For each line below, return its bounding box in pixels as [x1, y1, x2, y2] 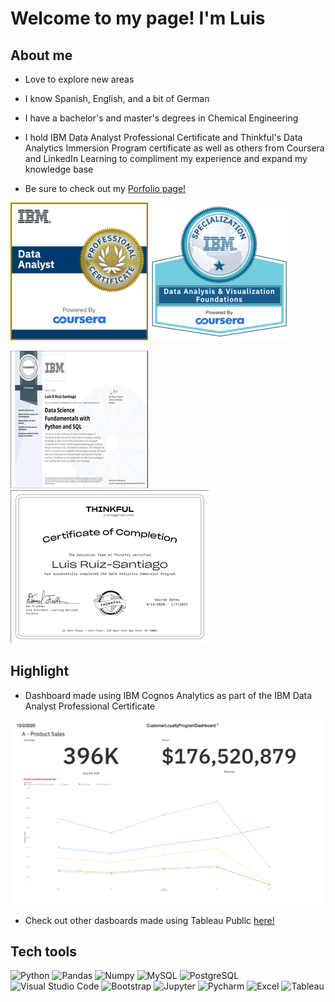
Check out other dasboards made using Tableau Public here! [24, 914, 275, 926]
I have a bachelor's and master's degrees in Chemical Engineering [24, 112, 299, 124]
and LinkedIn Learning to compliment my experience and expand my [24, 153, 308, 164]
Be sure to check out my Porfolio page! [24, 183, 187, 194]
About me [10, 47, 73, 64]
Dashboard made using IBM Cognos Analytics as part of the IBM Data [24, 689, 313, 701]
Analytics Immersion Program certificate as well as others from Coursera [24, 142, 325, 154]
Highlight [10, 663, 70, 680]
